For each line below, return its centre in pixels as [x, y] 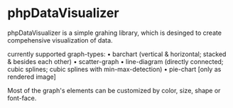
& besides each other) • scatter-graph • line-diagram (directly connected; [115, 61]
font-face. [22, 98]
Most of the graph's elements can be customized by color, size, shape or [114, 90]
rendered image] [32, 77]
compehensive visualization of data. [60, 40]
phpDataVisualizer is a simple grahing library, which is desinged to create [115, 33]
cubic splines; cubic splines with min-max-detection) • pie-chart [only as [114, 69]
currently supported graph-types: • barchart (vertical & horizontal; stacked [117, 54]
